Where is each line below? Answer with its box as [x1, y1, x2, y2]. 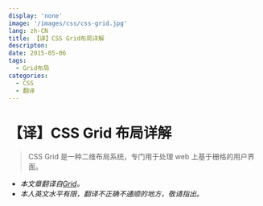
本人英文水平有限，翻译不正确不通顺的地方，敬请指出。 [19, 189, 203, 199]
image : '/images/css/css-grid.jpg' [8, 19, 128, 27]
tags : [8, 57, 27, 65]
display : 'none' [8, 11, 63, 20]
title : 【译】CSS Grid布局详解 [8, 34, 105, 43]
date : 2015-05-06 [8, 49, 67, 57]
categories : [8, 72, 48, 80]
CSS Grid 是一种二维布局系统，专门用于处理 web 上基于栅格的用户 [27, 152, 248, 162]
